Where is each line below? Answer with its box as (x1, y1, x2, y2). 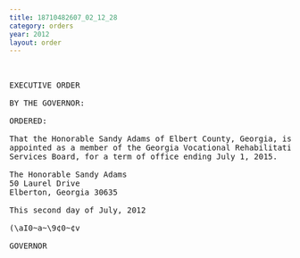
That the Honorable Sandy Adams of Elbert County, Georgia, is (9, 134, 292, 144)
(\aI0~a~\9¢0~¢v (9, 223, 80, 233)
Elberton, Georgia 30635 (9, 187, 118, 197)
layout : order (9, 37, 62, 47)
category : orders (9, 21, 74, 30)
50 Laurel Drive (9, 179, 80, 188)
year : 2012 (9, 29, 50, 38)
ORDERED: (9, 116, 47, 126)
